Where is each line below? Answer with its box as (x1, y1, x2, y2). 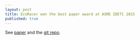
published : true (5, 16, 38, 21)
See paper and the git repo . (5, 30, 61, 36)
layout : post (5, 7, 32, 12)
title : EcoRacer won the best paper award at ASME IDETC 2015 (5, 12, 135, 17)
